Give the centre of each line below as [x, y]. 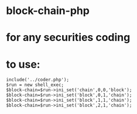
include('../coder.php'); [37, 80]
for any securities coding [68, 38]
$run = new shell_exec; [35, 85]
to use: [23, 64]
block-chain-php [48, 11]
